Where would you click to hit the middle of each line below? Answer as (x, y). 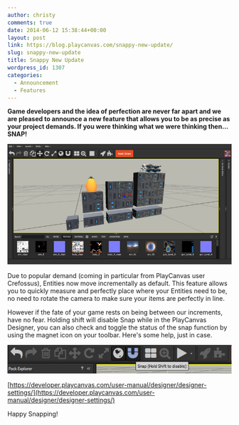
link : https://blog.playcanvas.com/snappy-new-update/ (90, 45)
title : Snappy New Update (46, 61)
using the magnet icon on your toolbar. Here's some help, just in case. (110, 335)
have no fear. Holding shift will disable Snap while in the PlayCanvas (107, 320)
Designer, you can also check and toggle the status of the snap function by (117, 327)
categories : (25, 75)
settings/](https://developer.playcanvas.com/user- (81, 392)
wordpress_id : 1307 (36, 68)
